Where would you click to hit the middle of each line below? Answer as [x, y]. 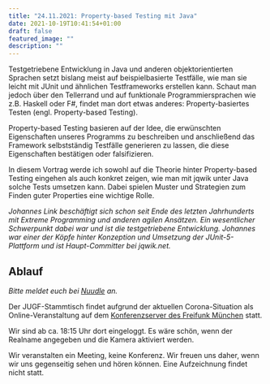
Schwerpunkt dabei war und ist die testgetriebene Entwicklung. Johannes [132, 229]
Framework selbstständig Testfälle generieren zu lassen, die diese [119, 145]
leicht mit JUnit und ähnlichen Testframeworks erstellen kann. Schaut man [133, 87]
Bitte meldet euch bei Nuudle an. [63, 291]
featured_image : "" [41, 39]
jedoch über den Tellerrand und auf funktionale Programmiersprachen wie [133, 95]
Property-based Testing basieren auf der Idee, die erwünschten [115, 128]
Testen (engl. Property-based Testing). [73, 112]
